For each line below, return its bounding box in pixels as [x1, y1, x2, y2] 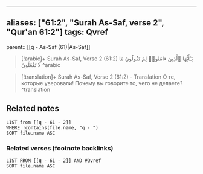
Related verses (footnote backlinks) [6, 144, 114, 152]
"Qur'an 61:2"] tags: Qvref [6, 27, 109, 37]
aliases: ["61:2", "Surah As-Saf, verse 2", [6, 18, 164, 28]
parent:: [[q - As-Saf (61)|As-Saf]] [6, 43, 91, 50]
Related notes [6, 103, 59, 114]
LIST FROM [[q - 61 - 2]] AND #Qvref [6, 158, 101, 164]
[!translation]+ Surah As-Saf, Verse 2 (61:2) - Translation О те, [21, 73, 176, 80]
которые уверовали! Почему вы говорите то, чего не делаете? [21, 79, 183, 86]
